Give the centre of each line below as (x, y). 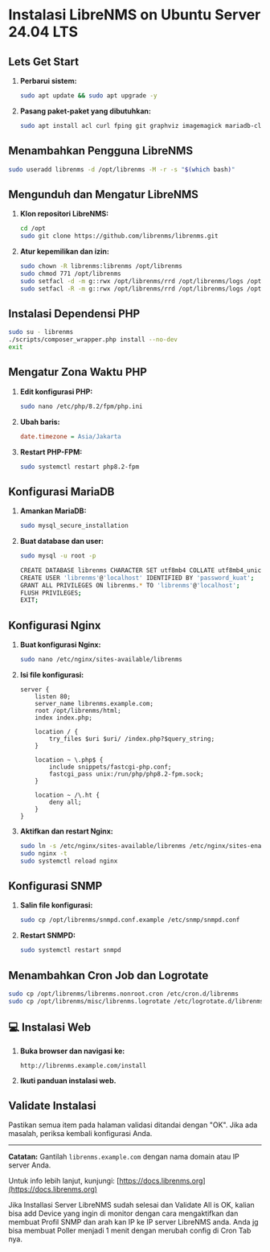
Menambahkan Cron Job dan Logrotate (108, 975)
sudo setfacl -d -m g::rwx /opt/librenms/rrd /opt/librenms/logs (131, 281)
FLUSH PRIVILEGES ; (51, 593)
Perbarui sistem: (48, 81)
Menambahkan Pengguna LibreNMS (101, 151)
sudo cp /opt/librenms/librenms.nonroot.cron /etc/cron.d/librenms (124, 994)
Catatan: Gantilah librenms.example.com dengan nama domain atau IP (124, 1157)
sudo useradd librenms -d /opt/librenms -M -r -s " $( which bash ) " (122, 169)
